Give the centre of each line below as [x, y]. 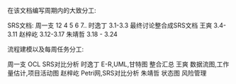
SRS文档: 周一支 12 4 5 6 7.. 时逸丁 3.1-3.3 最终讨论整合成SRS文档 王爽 [110, 25]
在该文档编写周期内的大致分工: [52, 10]
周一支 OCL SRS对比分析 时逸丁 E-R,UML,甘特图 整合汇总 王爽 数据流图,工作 [118, 64]
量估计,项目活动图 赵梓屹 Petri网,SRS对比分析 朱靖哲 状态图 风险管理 [107, 73]
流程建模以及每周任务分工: [46, 49]
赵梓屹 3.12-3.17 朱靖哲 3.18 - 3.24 [68, 34]
